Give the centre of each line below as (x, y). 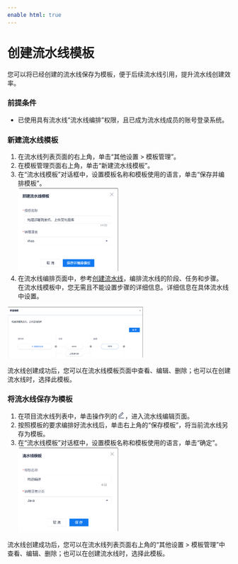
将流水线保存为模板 (40, 399)
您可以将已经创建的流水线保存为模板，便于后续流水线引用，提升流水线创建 (116, 74)
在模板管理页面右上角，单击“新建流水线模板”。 (86, 166)
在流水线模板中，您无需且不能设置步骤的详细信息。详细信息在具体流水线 (123, 288)
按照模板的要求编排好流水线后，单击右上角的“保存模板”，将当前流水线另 (123, 424)
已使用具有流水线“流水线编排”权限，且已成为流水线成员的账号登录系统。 (123, 120)
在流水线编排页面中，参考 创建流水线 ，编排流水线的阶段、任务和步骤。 (120, 278)
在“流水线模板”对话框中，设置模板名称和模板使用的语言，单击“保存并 (118, 174)
